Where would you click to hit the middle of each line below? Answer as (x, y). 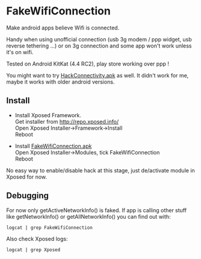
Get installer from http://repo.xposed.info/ (67, 121)
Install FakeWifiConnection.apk (53, 146)
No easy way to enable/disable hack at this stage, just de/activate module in (101, 170)
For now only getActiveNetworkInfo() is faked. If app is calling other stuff (97, 210)
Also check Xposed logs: (37, 239)
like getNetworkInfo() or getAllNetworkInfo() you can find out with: (88, 216)
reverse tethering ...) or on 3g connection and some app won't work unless (99, 46)
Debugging (28, 196)
